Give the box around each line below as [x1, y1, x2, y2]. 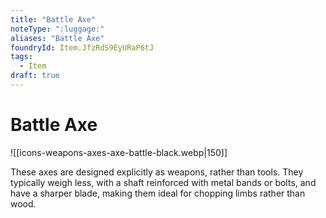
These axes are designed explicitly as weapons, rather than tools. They [10, 166, 304, 178]
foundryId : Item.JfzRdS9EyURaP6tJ [10, 42, 155, 53]
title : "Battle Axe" [10, 14, 97, 25]
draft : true [10, 71, 60, 81]
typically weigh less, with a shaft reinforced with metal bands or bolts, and [10, 176, 317, 188]
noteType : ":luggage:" [10, 24, 105, 34]
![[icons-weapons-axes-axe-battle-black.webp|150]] [10, 146, 228, 158]
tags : [10, 52, 33, 62]
